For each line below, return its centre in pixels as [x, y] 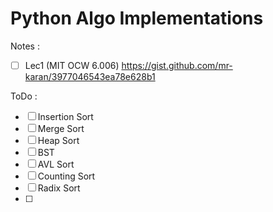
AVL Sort [56, 164]
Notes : [25, 46]
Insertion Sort [65, 116]
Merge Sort [61, 128]
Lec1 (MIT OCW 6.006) [72, 65]
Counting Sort [66, 176]
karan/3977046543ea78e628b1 [90, 76]
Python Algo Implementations [137, 18]
